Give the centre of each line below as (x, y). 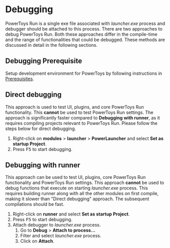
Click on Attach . (37, 241)
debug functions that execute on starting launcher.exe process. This (77, 188)
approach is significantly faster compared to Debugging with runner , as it (83, 117)
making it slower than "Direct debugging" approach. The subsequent (77, 199)
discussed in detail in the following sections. (52, 45)
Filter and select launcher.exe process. (61, 236)
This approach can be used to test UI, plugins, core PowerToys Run (76, 177)
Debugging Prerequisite (44, 61)
